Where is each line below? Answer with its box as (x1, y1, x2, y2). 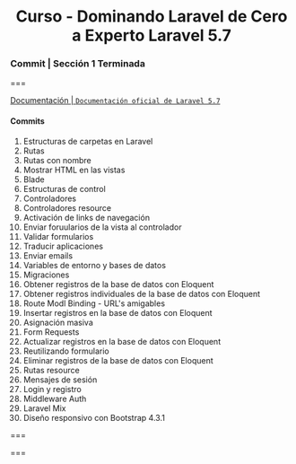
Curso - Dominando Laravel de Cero (15, 6, 288, 27)
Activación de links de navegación (22, 212, 151, 223)
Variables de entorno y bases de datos (22, 259, 167, 270)
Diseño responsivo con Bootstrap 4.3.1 (22, 412, 165, 423)
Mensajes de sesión (22, 374, 98, 385)
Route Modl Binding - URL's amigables (22, 298, 165, 309)
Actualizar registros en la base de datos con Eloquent (22, 336, 222, 346)
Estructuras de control (22, 183, 106, 194)
